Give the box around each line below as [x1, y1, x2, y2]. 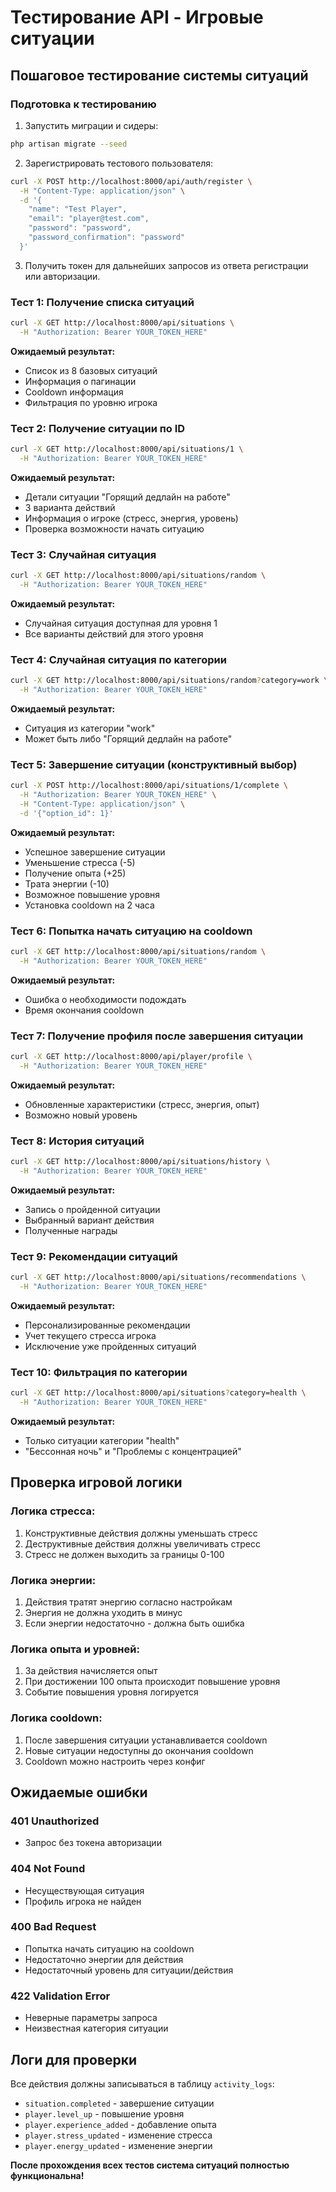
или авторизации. [24, 270, 101, 282]
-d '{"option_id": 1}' [19, 808, 114, 818]
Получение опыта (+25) [24, 867, 127, 879]
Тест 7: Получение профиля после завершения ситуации [10, 1029, 304, 1043]
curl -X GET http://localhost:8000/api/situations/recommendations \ [10, 1272, 307, 1283]
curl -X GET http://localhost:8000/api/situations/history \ [10, 1157, 271, 1167]
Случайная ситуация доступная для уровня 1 [24, 617, 218, 629]
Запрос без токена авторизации [24, 1837, 162, 1849]
